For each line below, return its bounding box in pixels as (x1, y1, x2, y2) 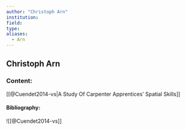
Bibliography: (6, 104, 41, 111)
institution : (6, 14, 39, 20)
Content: (6, 77, 33, 85)
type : (6, 25, 20, 32)
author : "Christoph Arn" (6, 8, 68, 15)
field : (6, 20, 23, 26)
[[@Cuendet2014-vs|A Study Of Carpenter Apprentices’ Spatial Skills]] (6, 90, 181, 98)
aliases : (6, 31, 28, 37)
